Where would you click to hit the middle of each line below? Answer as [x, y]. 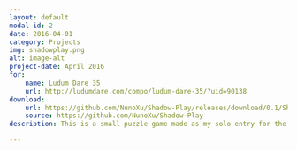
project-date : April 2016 [57, 67]
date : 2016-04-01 [41, 34]
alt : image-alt [37, 58]
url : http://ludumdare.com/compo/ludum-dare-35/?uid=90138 [136, 91]
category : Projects [45, 42]
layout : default [39, 17]
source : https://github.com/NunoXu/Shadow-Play [114, 116]
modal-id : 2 [31, 26]
